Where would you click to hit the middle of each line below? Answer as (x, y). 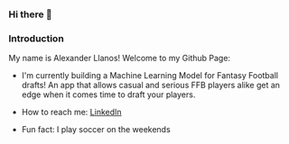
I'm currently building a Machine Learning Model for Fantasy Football (150, 76)
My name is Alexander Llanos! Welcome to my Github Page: (120, 58)
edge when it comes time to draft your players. (108, 94)
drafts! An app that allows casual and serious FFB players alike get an (151, 85)
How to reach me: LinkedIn (72, 112)
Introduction (36, 38)
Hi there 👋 (31, 14)
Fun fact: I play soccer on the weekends (96, 130)
